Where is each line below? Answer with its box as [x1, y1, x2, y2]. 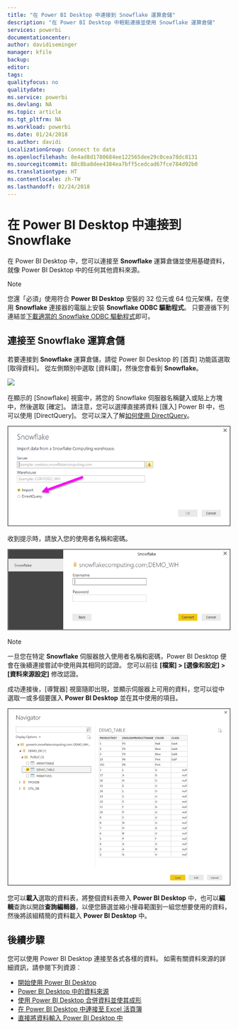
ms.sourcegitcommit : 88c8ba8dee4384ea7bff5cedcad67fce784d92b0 [7, 161, 198, 168]
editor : [7, 64, 30, 71]
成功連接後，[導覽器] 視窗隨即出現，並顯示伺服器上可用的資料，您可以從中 [7, 684, 225, 693]
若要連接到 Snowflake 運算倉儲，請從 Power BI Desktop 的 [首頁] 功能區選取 [7, 355, 230, 363]
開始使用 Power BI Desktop [17, 978, 97, 987]
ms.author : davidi [7, 138, 62, 145]
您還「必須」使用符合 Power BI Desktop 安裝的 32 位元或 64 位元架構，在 [7, 294, 223, 302]
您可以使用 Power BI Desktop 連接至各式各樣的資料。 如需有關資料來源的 [7, 954, 220, 962]
